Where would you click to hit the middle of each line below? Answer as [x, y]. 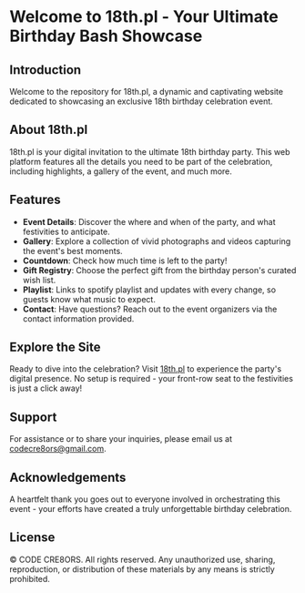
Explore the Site [56, 348]
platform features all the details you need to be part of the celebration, [141, 161]
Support [33, 417]
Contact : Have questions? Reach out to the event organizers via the [150, 309]
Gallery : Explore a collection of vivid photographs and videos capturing [157, 241]
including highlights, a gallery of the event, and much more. [121, 171]
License [32, 538]
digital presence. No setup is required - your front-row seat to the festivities [152, 379]
